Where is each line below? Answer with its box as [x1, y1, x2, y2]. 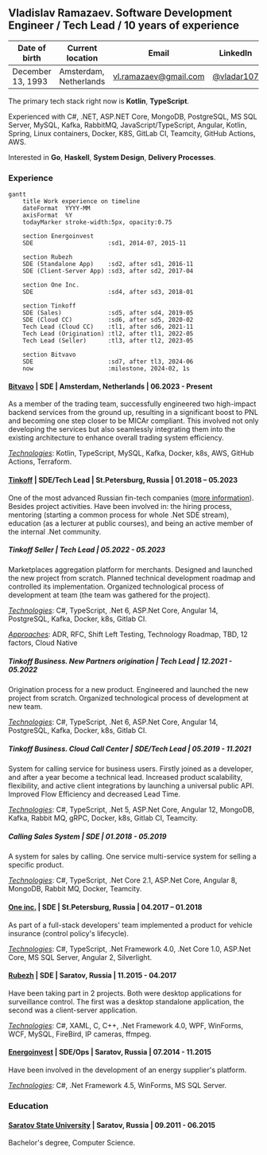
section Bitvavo [22, 350, 77, 359]
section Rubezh [22, 253, 73, 261]
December [12, 65, 52, 76]
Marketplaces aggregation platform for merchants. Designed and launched [8, 565, 253, 574]
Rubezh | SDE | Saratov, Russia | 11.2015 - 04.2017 [8, 971, 177, 981]
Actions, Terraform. [8, 457, 72, 467]
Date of [17, 42, 46, 53]
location [66, 52, 99, 63]
